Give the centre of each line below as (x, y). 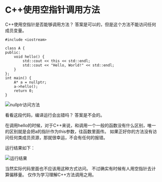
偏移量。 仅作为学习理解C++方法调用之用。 (53, 174)
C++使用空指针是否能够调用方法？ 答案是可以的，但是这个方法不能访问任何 (81, 24)
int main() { (18, 78)
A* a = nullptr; (30, 82)
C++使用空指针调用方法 (52, 10)
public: (13, 52)
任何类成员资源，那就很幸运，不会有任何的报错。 (58, 137)
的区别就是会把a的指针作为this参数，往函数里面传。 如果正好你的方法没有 (79, 131)
